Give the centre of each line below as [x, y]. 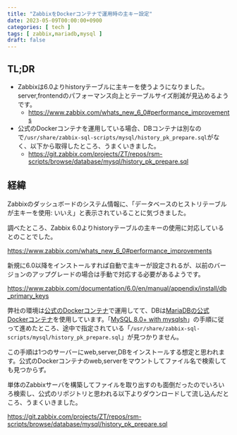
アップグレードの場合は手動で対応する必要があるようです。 [118, 274]
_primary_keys [28, 296]
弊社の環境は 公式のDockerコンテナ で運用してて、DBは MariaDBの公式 [108, 310]
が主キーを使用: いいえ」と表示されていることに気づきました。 [99, 212]
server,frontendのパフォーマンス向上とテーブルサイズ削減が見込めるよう [123, 95]
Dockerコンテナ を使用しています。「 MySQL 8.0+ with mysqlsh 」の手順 [110, 319]
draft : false [26, 40]
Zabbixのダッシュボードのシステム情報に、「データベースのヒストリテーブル [117, 204]
